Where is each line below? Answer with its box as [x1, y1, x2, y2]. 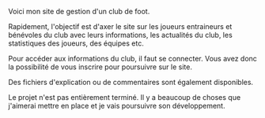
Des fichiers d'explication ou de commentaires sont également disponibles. [8, 78, 254, 87]
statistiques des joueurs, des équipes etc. [8, 39, 144, 48]
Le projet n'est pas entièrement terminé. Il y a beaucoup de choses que [8, 93, 241, 101]
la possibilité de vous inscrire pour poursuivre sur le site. [8, 62, 192, 72]
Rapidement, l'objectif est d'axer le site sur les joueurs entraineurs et [8, 22, 233, 31]
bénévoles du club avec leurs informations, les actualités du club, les [8, 31, 233, 39]
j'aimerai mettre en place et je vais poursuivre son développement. [8, 101, 225, 110]
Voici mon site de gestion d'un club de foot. [8, 7, 150, 16]
